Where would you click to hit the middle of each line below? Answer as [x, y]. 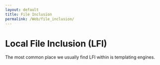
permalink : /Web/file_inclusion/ [40, 19]
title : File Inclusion [29, 14]
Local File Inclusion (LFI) [56, 43]
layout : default [22, 10]
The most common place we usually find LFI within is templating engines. [80, 57]
